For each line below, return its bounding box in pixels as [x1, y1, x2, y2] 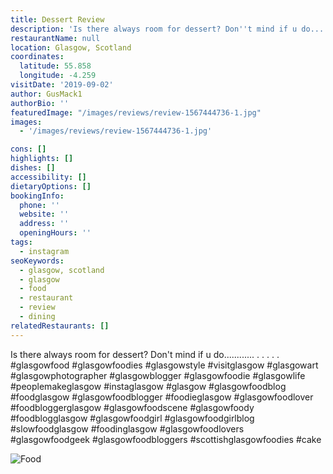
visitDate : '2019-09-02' [10, 80, 114, 90]
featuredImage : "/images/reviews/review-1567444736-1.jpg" [10, 107, 262, 118]
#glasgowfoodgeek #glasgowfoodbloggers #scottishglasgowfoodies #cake [10, 433, 322, 445]
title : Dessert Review [10, 14, 105, 25]
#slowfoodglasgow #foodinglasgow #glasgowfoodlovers [10, 422, 245, 435]
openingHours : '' [19, 228, 92, 238]
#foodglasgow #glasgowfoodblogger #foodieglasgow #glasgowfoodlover [10, 391, 314, 403]
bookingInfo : [10, 191, 65, 201]
